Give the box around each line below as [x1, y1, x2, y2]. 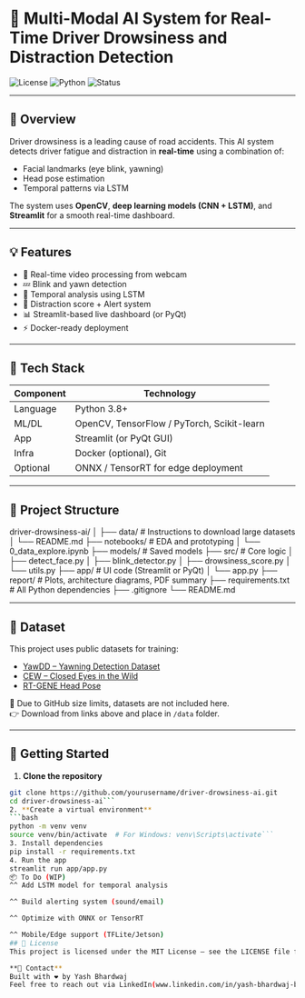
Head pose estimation [22, 173, 105, 184]
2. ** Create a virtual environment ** [9, 804, 152, 814]
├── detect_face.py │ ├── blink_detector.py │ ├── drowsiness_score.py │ [9, 555, 291, 566]
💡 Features [9, 245, 73, 260]
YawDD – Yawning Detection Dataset [22, 661, 161, 672]
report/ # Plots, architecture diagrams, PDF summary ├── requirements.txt [9, 574, 290, 585]
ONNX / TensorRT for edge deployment [74, 462, 243, 474]
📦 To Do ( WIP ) [9, 873, 66, 882]
